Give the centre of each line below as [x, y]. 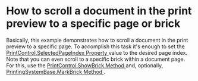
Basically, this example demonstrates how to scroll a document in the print [97, 40]
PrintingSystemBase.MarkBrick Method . [56, 71]
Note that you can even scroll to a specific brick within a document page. [96, 59]
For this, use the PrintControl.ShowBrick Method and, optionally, [85, 65]
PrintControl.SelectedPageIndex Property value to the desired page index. [97, 52]
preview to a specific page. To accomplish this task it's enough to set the [96, 46]
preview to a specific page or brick [93, 24]
